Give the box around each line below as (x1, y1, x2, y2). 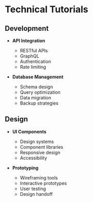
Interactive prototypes (20, 180, 67, 186)
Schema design (20, 84, 53, 90)
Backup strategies (20, 100, 59, 106)
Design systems (20, 138, 54, 145)
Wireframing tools (20, 174, 58, 180)
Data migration (20, 95, 52, 100)
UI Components (12, 128, 47, 134)
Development (5, 24, 49, 33)
